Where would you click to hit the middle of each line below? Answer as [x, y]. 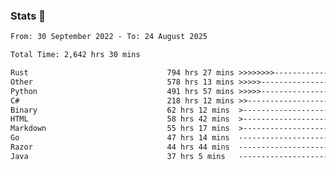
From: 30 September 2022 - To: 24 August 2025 [109, 37]
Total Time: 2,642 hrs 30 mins [75, 55]
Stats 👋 [28, 16]
